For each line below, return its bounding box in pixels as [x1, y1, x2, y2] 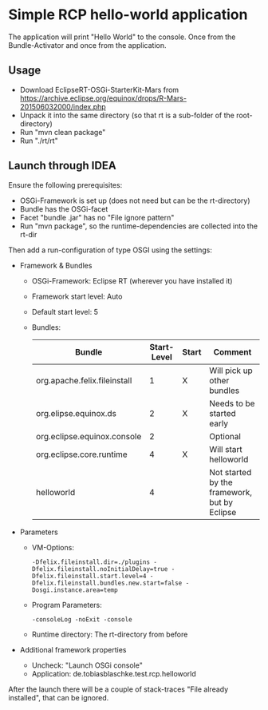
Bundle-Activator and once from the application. [8, 40, 167, 50]
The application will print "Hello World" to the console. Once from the [8, 32, 236, 42]
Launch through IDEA [8, 159, 117, 173]
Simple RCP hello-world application [8, 6, 248, 24]
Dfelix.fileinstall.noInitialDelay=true [31, 565, 168, 573]
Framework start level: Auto [31, 292, 123, 301]
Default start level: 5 [31, 307, 98, 316]
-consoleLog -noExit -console [31, 615, 133, 624]
